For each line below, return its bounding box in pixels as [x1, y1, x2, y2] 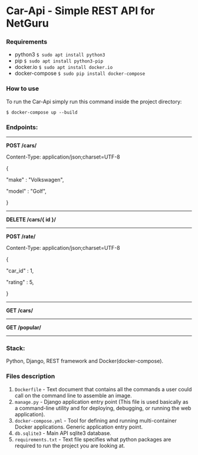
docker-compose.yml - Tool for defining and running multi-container [14, 417, 177, 424]
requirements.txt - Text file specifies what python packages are [14, 436, 171, 443]
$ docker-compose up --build [6, 109, 78, 116]
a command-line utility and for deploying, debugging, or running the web [14, 404, 192, 411]
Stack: [6, 344, 25, 352]
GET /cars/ [6, 307, 34, 314]
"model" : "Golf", [6, 187, 47, 195]
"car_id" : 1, [6, 267, 34, 275]
